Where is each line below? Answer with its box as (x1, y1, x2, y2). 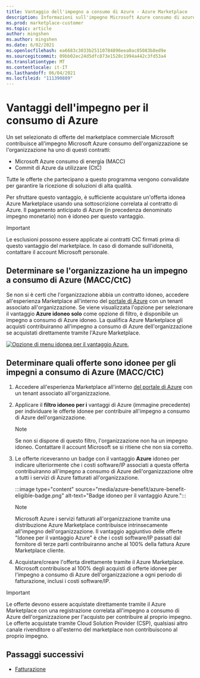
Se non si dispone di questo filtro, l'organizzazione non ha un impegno (14, 437, 188, 444)
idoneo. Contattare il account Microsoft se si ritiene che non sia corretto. (14, 443, 193, 450)
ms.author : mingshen (6, 36, 58, 42)
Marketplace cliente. (14, 547, 65, 554)
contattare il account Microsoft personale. (6, 249, 109, 256)
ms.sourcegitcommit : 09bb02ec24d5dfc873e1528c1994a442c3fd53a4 (6, 53, 167, 59)
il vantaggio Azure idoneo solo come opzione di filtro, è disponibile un (6, 310, 179, 317)
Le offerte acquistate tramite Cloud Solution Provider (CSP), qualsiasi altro (6, 619, 188, 627)
